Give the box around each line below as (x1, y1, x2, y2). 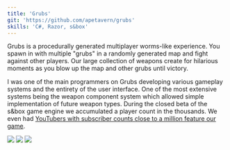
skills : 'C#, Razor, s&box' (7, 23, 89, 30)
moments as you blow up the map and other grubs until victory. (7, 64, 189, 73)
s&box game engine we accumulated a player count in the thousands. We (7, 107, 217, 115)
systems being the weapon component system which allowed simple (7, 92, 204, 101)
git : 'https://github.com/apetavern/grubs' (7, 17, 135, 24)
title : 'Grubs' (7, 10, 51, 17)
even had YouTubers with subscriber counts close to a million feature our (7, 115, 217, 123)
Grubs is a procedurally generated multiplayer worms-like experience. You (7, 42, 220, 51)
